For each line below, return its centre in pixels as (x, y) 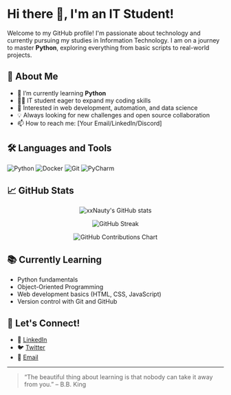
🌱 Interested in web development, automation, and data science (107, 108)
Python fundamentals (47, 280)
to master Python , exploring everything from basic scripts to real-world (108, 47)
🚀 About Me (33, 77)
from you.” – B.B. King (55, 384)
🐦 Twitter (31, 347)
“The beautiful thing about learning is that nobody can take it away (118, 377)
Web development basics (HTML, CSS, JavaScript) (89, 294)
